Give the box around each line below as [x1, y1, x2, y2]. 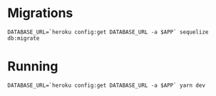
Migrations [7, 5, 73, 21]
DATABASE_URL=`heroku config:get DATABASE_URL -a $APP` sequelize [7, 28, 209, 36]
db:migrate [7, 34, 40, 42]
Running [7, 58, 58, 75]
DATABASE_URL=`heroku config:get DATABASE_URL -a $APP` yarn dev [7, 82, 205, 89]
